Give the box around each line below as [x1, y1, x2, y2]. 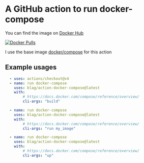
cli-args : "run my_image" [23, 126, 76, 131]
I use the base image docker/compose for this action [5, 49, 112, 55]
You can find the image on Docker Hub [5, 30, 84, 36]
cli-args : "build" [23, 99, 60, 104]
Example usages [5, 63, 57, 71]
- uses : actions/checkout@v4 [9, 76, 69, 81]
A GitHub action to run [5, 3, 98, 15]
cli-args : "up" [23, 153, 54, 158]
